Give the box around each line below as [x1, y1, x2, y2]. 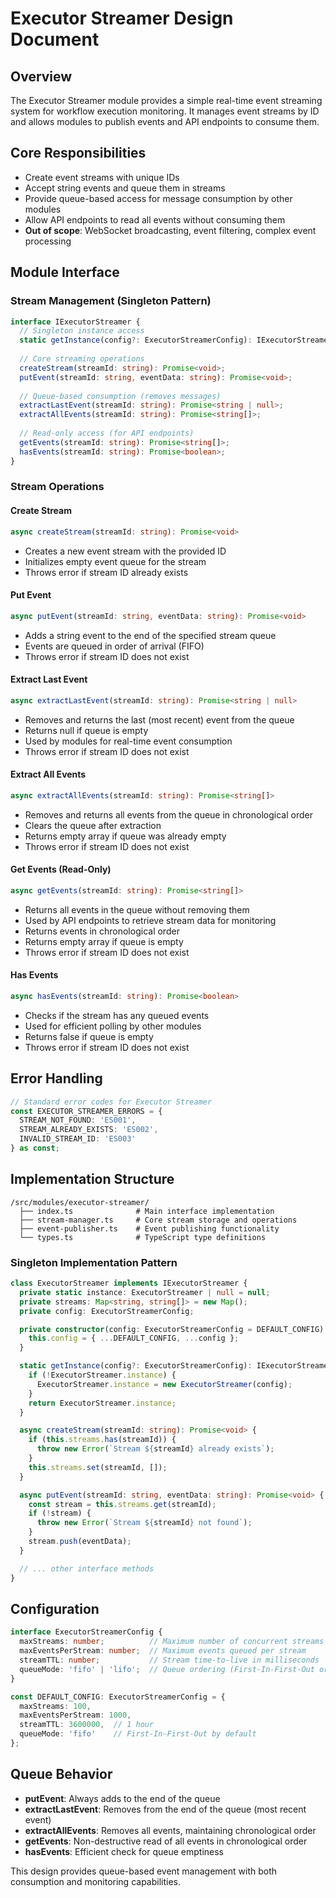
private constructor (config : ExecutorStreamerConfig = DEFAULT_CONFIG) [19, 1324, 325, 1334]
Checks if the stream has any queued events [24, 1009, 210, 1021]
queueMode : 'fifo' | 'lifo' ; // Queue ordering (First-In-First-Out [19, 1664, 315, 1674]
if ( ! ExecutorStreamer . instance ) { [28, 1370, 177, 1381]
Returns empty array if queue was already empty [24, 830, 227, 842]
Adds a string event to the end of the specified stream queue [24, 629, 277, 641]
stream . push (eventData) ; [28, 1537, 132, 1547]
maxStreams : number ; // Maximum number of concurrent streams [19, 1637, 325, 1647]
